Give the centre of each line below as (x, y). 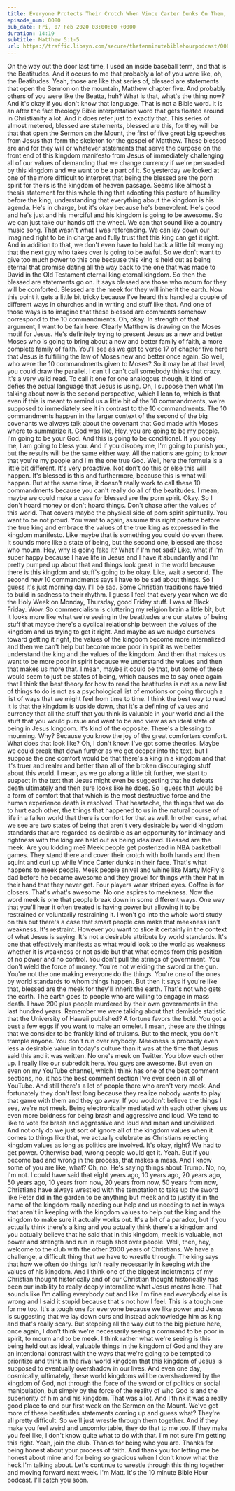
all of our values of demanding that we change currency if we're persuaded (116, 163)
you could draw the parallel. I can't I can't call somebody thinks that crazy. (114, 371)
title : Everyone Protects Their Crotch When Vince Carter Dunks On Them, (117, 14)
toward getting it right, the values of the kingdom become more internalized (116, 639)
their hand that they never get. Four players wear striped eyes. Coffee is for (116, 885)
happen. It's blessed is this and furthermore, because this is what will (107, 476)
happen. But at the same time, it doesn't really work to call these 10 (104, 483)
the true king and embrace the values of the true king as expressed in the (113, 527)
